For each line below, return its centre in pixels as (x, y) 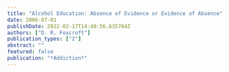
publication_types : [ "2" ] (44, 39)
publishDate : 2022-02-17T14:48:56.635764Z (69, 26)
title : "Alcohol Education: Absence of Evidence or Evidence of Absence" (115, 13)
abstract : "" (26, 45)
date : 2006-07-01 (32, 20)
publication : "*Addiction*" (47, 58)
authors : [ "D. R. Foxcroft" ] (49, 33)
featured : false (30, 52)
